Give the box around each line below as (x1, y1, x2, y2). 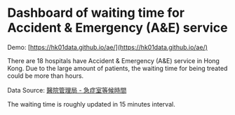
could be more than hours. (7, 72, 84, 80)
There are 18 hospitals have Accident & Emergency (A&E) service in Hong (7, 56, 220, 65)
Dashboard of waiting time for (7, 5, 184, 21)
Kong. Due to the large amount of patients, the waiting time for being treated (7, 64, 228, 72)
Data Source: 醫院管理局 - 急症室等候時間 (7, 86, 127, 94)
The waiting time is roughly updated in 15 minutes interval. (7, 100, 175, 108)
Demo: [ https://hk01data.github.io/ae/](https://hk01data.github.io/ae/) (7, 43, 208, 51)
